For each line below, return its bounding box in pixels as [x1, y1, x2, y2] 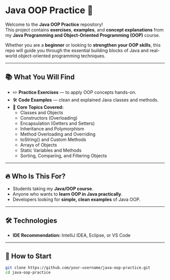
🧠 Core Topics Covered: [12, 104, 64, 110]
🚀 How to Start [5, 252, 52, 260]
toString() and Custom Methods [20, 136, 87, 143]
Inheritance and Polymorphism [20, 125, 84, 131]
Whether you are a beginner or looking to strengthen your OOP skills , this [5, 42, 161, 48]
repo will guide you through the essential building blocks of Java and [5, 47, 149, 53]
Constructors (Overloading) [20, 115, 78, 121]
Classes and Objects [20, 109, 63, 116]
